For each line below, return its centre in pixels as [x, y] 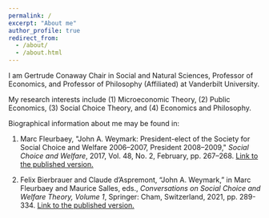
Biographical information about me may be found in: [94, 123]
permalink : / [30, 16]
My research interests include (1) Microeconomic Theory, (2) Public [119, 99]
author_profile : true [44, 30]
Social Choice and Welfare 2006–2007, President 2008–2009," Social [134, 147]
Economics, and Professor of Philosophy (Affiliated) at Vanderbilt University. [134, 84]
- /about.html [39, 53]
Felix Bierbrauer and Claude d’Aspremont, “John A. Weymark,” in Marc [135, 180]
